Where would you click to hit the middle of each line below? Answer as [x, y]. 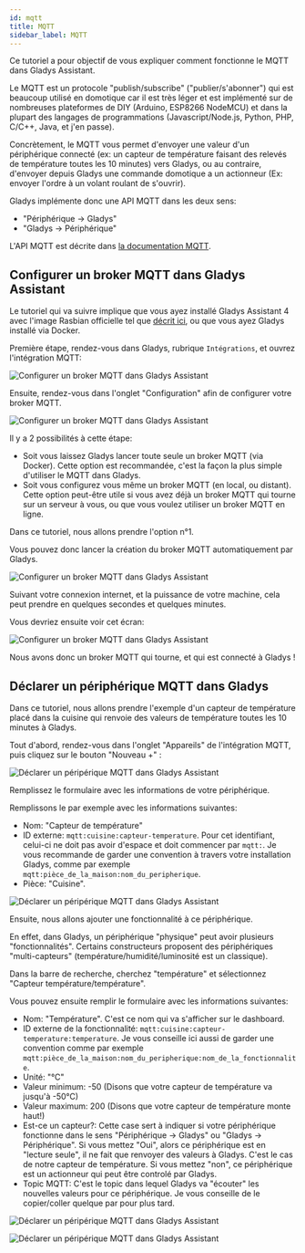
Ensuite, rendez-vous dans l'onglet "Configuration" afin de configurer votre [151, 393]
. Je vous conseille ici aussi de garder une [196, 1038]
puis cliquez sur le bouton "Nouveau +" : [86, 755]
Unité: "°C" [43, 1077]
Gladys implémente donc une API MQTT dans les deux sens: [123, 201]
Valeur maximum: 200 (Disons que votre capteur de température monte [157, 1106]
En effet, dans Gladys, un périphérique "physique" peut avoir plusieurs [142, 937]
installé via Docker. [45, 330]
